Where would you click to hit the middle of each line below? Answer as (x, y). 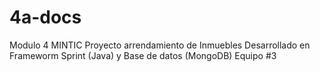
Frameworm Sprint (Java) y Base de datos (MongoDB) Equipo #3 (143, 55)
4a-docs (45, 17)
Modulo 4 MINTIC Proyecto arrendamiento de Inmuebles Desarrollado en (160, 45)
